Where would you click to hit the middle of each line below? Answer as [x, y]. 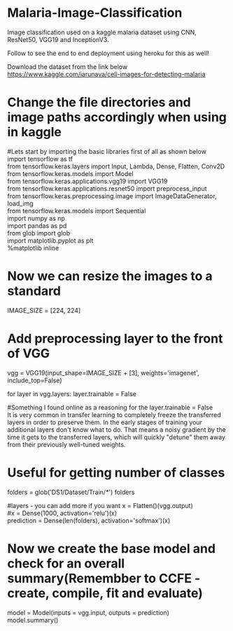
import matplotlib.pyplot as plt [50, 240]
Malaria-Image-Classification [95, 13]
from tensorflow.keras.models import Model [71, 173]
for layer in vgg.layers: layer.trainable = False [72, 393]
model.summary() [33, 620]
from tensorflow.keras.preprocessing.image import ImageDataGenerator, [112, 196]
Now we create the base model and [111, 548]
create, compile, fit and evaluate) [105, 593]
